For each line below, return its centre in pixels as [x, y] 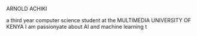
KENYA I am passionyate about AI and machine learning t [77, 27]
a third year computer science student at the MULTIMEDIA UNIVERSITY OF [99, 20]
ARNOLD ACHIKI [27, 9]
